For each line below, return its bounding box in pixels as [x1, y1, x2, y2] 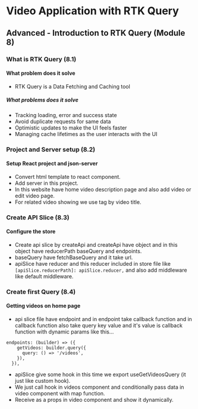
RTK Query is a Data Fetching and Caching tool [14, 83, 131, 90]
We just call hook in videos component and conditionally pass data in [14, 383, 184, 391]
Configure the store [6, 228, 56, 235]
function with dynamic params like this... [14, 328, 114, 335]
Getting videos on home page [6, 302, 81, 310]
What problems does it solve [6, 96, 78, 103]
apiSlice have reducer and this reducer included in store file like [14, 260, 171, 267]
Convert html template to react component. [14, 173, 121, 180]
